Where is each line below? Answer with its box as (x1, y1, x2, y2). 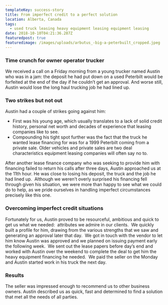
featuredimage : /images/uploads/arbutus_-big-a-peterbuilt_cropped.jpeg (5, 40, 160, 45)
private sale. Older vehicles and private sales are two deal (12, 145, 132, 151)
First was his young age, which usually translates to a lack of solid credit (12, 118, 162, 124)
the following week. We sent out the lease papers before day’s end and (5, 243, 153, 249)
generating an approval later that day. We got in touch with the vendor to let (5, 232, 163, 238)
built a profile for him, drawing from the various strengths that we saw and (5, 227, 159, 233)
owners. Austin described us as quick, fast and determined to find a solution (5, 288, 163, 294)
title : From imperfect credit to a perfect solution (5, 12, 118, 17)
